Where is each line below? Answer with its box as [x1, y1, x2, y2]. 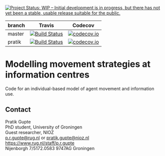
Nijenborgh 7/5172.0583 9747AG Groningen [5, 145, 95, 151]
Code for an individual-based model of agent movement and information [5, 85, 154, 91]
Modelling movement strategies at [5, 58, 151, 70]
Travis [38, 22, 54, 28]
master [7, 30, 24, 37]
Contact [5, 105, 31, 114]
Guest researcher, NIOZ [5, 129, 54, 135]
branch [7, 22, 25, 28]
